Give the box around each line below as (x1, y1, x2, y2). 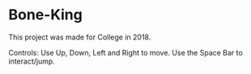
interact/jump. (8, 56, 55, 66)
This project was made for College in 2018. (8, 32, 151, 42)
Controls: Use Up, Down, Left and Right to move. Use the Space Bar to (8, 47, 243, 57)
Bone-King (8, 6, 83, 24)
